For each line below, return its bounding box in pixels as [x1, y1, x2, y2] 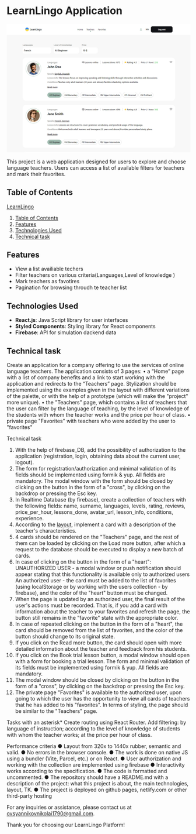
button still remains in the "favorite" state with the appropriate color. [15, 615, 178, 622]
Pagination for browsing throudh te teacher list [15, 284, 127, 291]
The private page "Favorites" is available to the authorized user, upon [15, 689, 182, 696]
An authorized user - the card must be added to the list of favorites [15, 577, 177, 584]
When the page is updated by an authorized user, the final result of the [15, 596, 185, 603]
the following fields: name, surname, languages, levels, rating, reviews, [15, 502, 185, 510]
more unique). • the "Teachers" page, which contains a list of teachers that [6, 399, 187, 406]
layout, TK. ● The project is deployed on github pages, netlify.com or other [6, 786, 187, 794]
